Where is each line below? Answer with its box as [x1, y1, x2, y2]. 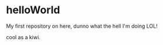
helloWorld [6, 3, 60, 17]
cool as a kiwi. [6, 33, 41, 40]
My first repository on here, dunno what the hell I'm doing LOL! [6, 22, 158, 29]
